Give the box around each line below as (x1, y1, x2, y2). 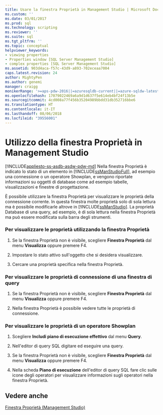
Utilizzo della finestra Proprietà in (5, 137, 142, 148)
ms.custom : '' (5, 12, 34, 17)
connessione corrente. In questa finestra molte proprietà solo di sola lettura (5, 198, 156, 205)
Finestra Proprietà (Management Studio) (5, 405, 86, 411)
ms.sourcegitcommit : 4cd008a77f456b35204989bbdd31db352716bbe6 (5, 98, 136, 103)
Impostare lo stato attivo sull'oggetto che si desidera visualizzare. (12, 252, 143, 258)
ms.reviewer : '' (5, 30, 38, 35)
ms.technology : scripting (5, 25, 57, 30)
